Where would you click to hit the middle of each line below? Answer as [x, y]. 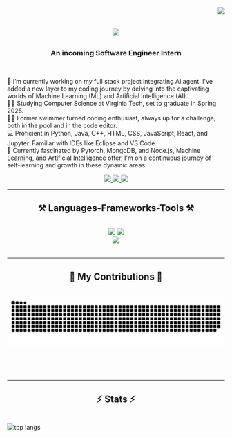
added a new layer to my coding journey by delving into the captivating [108, 89]
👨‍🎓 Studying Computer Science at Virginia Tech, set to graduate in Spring [112, 104]
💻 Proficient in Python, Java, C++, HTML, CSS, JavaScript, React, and [108, 134]
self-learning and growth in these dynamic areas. [77, 165]
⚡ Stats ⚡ [116, 400]
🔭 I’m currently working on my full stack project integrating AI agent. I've [110, 82]
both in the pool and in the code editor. [62, 126]
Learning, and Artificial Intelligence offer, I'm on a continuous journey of [109, 158]
